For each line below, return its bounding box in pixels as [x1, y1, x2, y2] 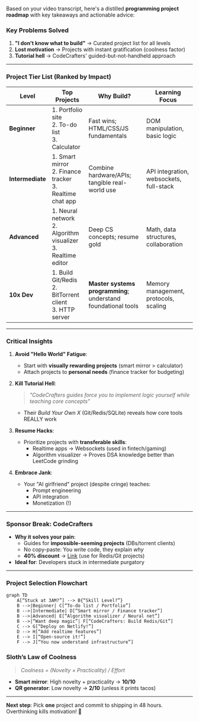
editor [52, 259, 69, 267]
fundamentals [88, 131, 127, 140]
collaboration [146, 240, 183, 248]
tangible [88, 178, 111, 187]
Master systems [88, 279, 136, 288]
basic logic [146, 131, 176, 140]
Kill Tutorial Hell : [14, 380, 56, 387]
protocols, [146, 294, 175, 303]
